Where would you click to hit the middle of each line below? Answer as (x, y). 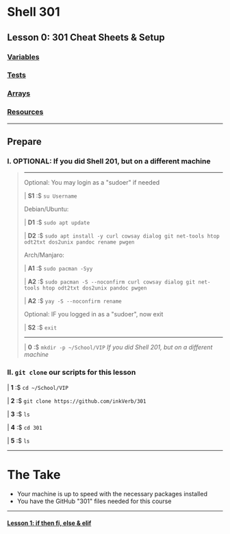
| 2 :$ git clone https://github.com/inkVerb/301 (77, 400)
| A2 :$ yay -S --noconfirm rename (73, 301)
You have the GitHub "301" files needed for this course (94, 501)
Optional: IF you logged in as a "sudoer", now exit (93, 314)
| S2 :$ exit (40, 327)
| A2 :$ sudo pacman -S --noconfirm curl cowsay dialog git (110, 281)
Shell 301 (34, 12)
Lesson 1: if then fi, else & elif (49, 523)
